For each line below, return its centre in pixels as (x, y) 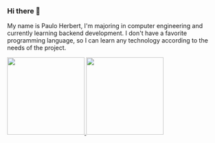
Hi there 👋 (24, 11)
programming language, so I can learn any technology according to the (107, 41)
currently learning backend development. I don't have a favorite (97, 33)
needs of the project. (37, 48)
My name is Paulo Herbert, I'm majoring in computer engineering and (105, 26)
